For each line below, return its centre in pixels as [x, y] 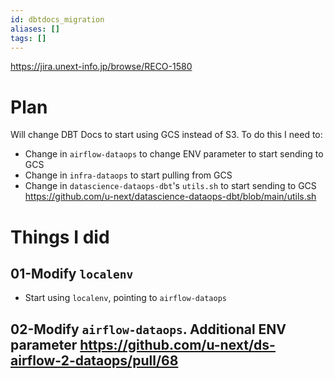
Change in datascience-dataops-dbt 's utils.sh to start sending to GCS [170, 186]
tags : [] [28, 38]
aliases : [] [35, 29]
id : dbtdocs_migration [57, 19]
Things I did [60, 237]
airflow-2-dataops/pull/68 [94, 360]
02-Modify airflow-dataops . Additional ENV [148, 329]
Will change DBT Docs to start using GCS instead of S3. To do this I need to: [166, 135]
